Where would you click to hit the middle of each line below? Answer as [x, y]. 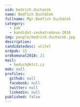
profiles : [15, 74]
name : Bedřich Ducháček [29, 14]
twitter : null [24, 88]
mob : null [15, 70]
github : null [23, 78]
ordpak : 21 [16, 51]
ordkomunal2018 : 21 [25, 55]
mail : [10, 60]
